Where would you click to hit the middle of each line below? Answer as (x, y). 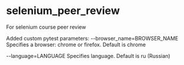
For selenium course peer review (46, 27)
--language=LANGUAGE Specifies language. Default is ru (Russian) (88, 56)
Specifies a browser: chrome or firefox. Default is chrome (76, 45)
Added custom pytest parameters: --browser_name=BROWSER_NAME (92, 38)
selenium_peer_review (63, 11)
